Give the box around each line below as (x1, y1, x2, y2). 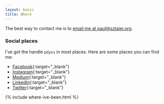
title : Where (5, 12, 32, 17)
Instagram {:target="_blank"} (12, 69, 70, 74)
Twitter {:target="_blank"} (12, 84, 64, 90)
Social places (5, 37, 38, 44)
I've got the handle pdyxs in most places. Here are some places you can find (5, 49, 159, 55)
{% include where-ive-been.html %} (5, 94, 79, 100)
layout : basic (5, 7, 34, 12)
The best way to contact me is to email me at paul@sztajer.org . (5, 25, 133, 31)
